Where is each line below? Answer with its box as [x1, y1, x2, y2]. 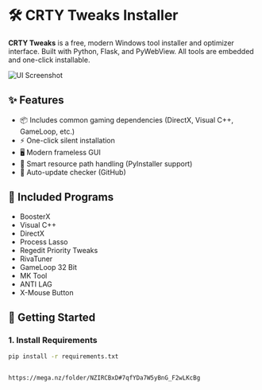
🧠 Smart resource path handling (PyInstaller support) [19, 158, 193, 168]
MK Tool [19, 271, 48, 280]
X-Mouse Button [19, 287, 74, 297]
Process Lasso [19, 236, 68, 247]
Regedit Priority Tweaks [19, 245, 98, 255]
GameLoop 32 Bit [19, 262, 77, 271]
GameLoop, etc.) [19, 127, 75, 136]
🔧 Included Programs [8, 190, 114, 204]
